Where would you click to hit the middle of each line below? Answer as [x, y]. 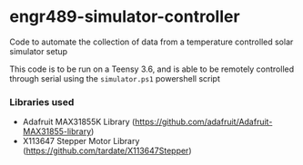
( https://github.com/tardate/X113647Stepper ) [107, 150]
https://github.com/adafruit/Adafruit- [204, 122]
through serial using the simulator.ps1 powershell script [115, 78]
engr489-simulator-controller [125, 17]
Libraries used [42, 102]
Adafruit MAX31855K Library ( [79, 122]
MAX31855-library [57, 131]
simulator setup [39, 51]
